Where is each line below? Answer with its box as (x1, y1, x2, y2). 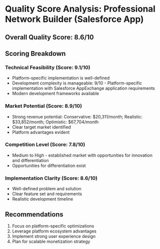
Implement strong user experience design (12, 233, 96, 239)
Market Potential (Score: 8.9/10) (5, 103, 82, 110)
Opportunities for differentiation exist (12, 163, 86, 168)
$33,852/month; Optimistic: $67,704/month (12, 119, 99, 125)
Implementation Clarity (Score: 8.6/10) (5, 175, 98, 182)
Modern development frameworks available (12, 91, 99, 97)
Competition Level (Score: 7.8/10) (5, 141, 85, 148)
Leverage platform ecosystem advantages (12, 228, 97, 234)
